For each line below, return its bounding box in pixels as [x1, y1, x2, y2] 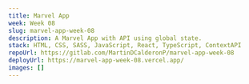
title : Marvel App [8, 11, 70, 20]
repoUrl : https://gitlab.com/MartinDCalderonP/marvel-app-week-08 [8, 49, 235, 57]
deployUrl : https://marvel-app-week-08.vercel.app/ [8, 57, 184, 65]
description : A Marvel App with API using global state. [8, 34, 203, 42]
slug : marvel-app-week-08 [8, 26, 94, 34]
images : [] [8, 64, 45, 72]
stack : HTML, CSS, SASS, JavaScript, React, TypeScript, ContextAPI [8, 42, 242, 50]
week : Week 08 [8, 19, 56, 27]
